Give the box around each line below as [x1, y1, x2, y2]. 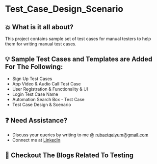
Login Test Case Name [12, 91, 58, 97]
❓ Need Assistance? [5, 116, 68, 125]
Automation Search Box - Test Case [12, 96, 85, 102]
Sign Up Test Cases [12, 76, 52, 82]
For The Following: [5, 62, 63, 71]
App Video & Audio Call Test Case [12, 81, 81, 86]
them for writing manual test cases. [5, 41, 77, 47]
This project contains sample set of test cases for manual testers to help [5, 36, 151, 41]
